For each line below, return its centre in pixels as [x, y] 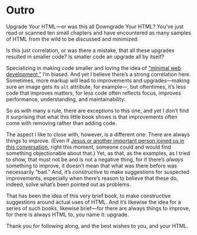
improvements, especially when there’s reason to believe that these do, [92, 178]
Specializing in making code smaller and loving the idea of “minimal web [94, 68]
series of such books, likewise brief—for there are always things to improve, [98, 208]
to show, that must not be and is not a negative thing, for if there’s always [95, 159]
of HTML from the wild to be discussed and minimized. [73, 39]
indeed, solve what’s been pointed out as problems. [69, 184]
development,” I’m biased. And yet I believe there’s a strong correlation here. [98, 74]
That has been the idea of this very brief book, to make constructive [89, 196]
